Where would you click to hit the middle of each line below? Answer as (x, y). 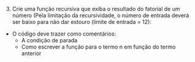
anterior (31, 53)
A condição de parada (49, 40)
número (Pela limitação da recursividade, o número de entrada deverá (101, 15)
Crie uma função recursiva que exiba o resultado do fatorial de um (96, 9)
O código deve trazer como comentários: (64, 34)
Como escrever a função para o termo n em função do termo (98, 47)
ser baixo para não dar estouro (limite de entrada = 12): (82, 22)
